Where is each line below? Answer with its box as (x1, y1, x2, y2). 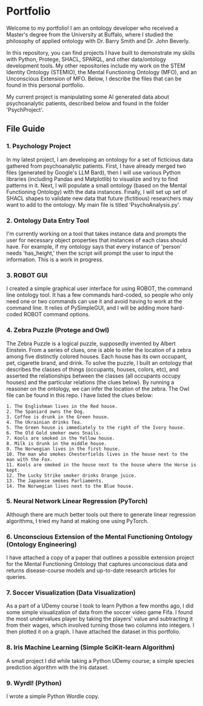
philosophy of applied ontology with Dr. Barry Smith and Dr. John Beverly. (6, 37, 190, 44)
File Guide (6, 123, 45, 134)
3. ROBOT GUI (6, 271, 48, 279)
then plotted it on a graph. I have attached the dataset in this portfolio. (6, 628, 181, 635)
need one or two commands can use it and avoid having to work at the (6, 298, 182, 305)
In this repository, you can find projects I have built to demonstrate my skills (6, 49, 195, 56)
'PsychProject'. (6, 106, 44, 113)
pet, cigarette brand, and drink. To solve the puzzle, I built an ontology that (6, 359, 193, 366)
